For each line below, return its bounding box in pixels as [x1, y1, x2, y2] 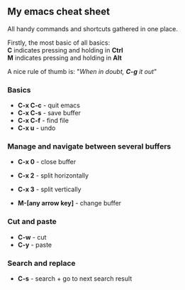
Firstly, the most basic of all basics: [7, 38, 111, 47]
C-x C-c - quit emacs [17, 101, 80, 109]
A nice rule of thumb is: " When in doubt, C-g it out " [7, 67, 157, 75]
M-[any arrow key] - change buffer [17, 199, 122, 208]
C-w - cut [17, 232, 47, 241]
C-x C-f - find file [17, 117, 69, 125]
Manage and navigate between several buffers [7, 141, 172, 151]
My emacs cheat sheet [7, 6, 110, 18]
